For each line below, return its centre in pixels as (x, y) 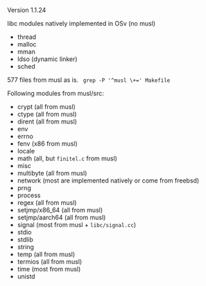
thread (27, 37)
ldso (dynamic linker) (47, 59)
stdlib (25, 239)
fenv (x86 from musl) (47, 144)
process (29, 195)
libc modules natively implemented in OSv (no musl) (81, 23)
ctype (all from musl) (47, 114)
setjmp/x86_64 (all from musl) (60, 210)
